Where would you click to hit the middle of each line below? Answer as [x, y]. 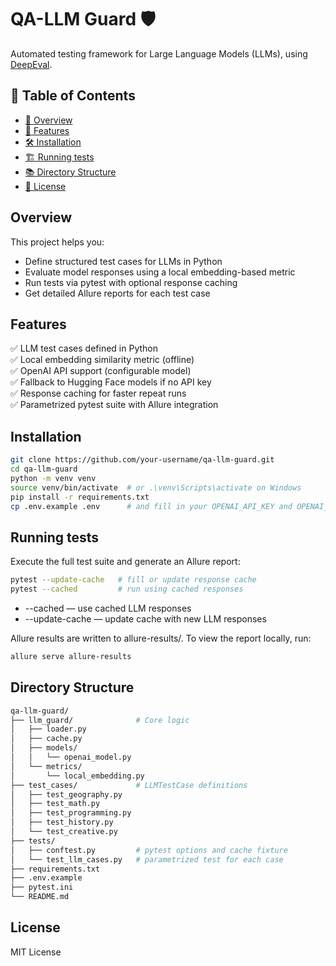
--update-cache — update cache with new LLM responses [145, 619]
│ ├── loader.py [48, 729]
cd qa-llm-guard [44, 469]
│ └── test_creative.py [64, 832]
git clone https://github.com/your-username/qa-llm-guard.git [142, 460]
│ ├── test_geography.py [66, 794]
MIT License [36, 952]
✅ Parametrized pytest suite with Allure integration [114, 405]
